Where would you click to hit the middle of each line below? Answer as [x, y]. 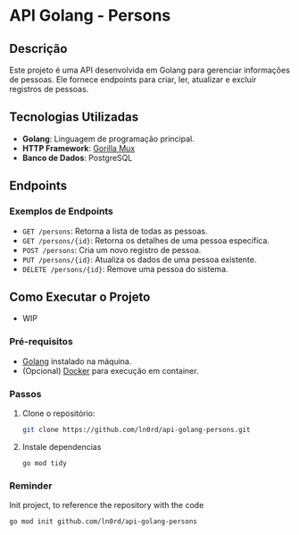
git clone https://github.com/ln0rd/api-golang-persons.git [136, 429]
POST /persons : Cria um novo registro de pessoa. [112, 250]
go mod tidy [44, 463]
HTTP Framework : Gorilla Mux [79, 148]
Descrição [38, 49]
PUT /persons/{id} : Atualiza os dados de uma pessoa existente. [139, 259]
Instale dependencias [62, 446]
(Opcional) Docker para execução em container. [110, 370]
